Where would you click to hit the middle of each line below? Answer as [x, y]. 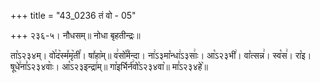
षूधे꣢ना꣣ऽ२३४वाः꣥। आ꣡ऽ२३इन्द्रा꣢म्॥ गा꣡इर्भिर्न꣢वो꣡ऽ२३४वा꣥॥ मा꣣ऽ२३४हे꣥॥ [109, 66]
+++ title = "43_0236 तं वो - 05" [73, 15]
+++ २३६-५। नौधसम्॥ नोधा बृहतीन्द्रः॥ [75, 35]
